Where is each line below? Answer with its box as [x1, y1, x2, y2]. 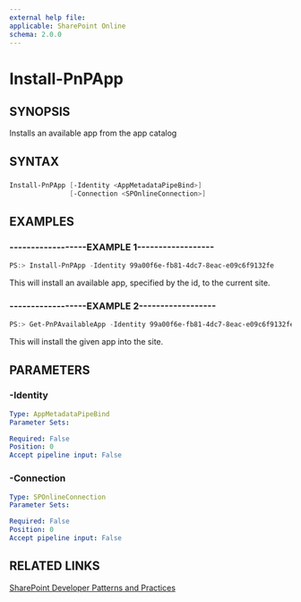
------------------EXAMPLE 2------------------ [9, 300, 217, 312]
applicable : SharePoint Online [9, 22, 126, 31]
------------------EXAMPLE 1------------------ [9, 240, 215, 253]
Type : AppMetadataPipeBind [9, 409, 110, 418]
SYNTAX [9, 153, 60, 169]
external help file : [9, 13, 87, 22]
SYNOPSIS [9, 104, 71, 119]
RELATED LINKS [9, 558, 100, 574]
